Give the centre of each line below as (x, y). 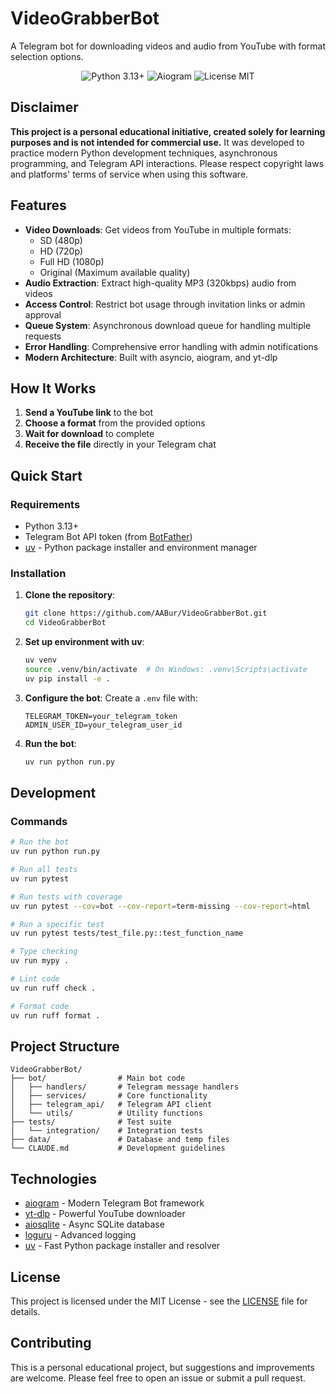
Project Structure (65, 1046)
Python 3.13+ (52, 526)
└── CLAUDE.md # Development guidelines (118, 1148)
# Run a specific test (57, 924)
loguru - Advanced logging (80, 1235)
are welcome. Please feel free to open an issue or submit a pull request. (158, 1378)
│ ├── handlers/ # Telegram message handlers (125, 1087)
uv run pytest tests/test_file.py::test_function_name (127, 933)
